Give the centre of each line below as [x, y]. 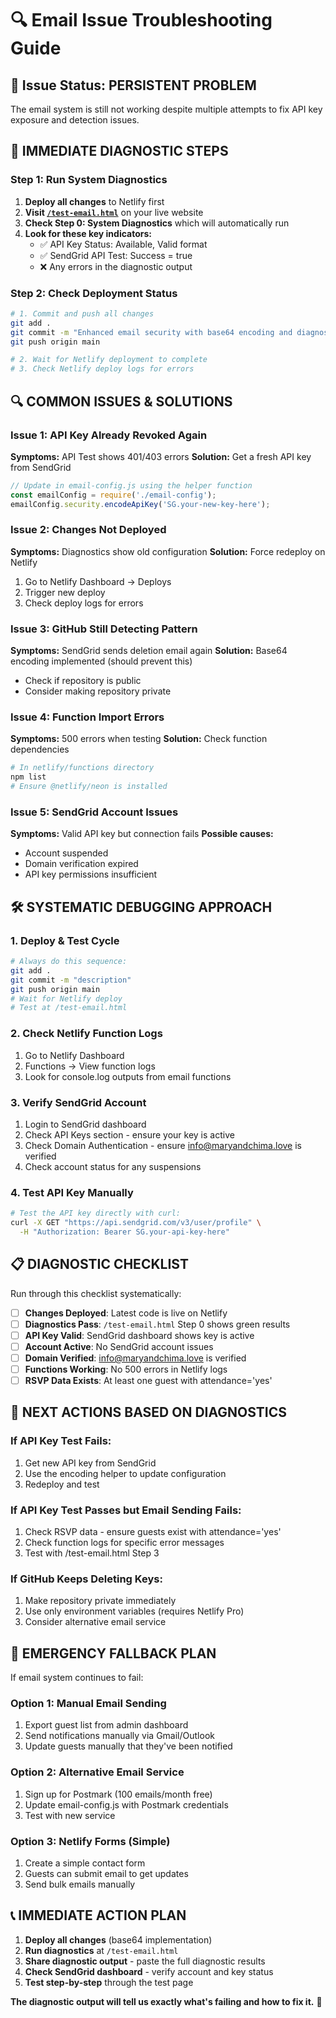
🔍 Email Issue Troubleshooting [141, 20]
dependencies [40, 749]
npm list [28, 777]
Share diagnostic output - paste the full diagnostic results [145, 1961]
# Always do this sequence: [69, 962]
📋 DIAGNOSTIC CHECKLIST [99, 1264]
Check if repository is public [83, 681]
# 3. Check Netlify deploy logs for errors [102, 369]
